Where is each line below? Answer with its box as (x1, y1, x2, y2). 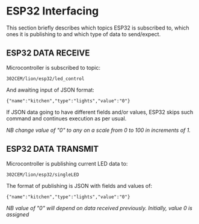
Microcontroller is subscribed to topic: (6, 64, 101, 71)
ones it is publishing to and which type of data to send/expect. (6, 30, 161, 37)
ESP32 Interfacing (6, 4, 99, 18)
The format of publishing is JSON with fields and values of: (6, 182, 152, 189)
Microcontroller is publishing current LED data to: (6, 160, 128, 167)
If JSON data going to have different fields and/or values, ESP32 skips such (6, 108, 194, 116)
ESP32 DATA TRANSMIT (6, 144, 99, 154)
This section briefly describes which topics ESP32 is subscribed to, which (6, 24, 189, 31)
